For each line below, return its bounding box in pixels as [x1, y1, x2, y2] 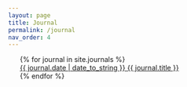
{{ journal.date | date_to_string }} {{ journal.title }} [19, 63, 179, 73]
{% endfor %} [19, 71, 65, 81]
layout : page [8, 11, 51, 20]
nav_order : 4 [8, 33, 51, 42]
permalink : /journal [8, 26, 76, 34]
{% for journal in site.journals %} [19, 55, 126, 64]
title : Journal [8, 19, 58, 27]
